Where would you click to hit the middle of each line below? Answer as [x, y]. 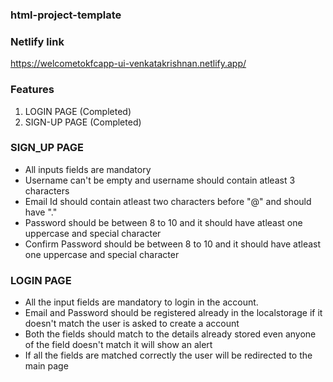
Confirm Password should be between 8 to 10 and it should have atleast [173, 244]
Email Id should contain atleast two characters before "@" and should [168, 201]
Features [32, 90]
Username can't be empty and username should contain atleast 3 [160, 180]
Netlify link [37, 41]
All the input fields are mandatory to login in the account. [141, 302]
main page [46, 366]
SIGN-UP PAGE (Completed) [83, 122]
